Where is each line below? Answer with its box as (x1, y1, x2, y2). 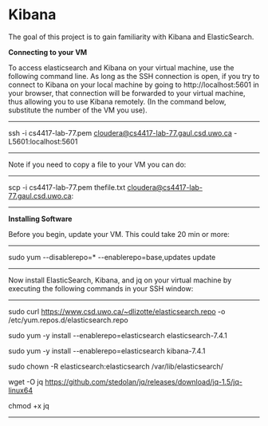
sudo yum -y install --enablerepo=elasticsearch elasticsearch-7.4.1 (8, 330, 227, 340)
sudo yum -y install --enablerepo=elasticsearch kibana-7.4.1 (8, 345, 206, 356)
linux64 (8, 385, 33, 395)
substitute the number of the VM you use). (8, 105, 148, 115)
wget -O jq (8, 377, 44, 386)
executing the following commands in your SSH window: (8, 283, 194, 293)
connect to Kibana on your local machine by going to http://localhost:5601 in (8, 80, 259, 89)
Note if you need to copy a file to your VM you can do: (8, 160, 187, 169)
